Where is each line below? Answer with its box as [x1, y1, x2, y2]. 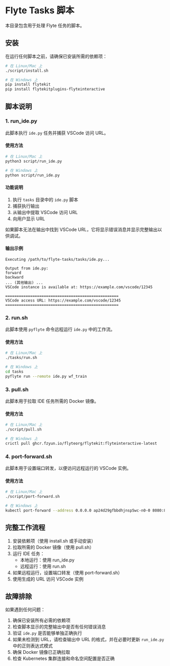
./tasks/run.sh [5, 355, 37, 360]
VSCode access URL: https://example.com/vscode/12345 [5, 298, 121, 303]
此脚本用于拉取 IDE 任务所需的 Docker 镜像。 [5, 398, 99, 404]
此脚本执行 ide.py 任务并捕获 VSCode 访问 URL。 [5, 130, 109, 136]
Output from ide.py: [5, 265, 49, 271]
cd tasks [5, 369, 24, 374]
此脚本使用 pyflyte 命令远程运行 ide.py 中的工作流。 [5, 326, 115, 332]
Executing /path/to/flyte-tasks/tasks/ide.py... [5, 257, 110, 262]
